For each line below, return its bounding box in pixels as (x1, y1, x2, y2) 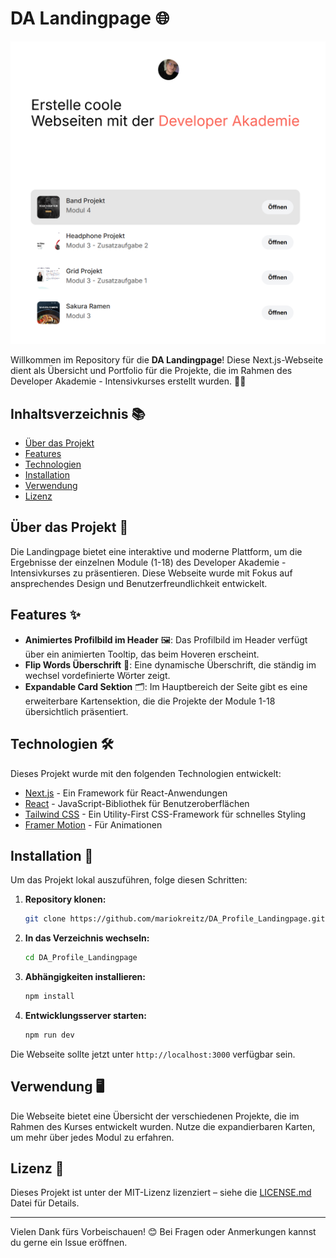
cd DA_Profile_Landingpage (24, 953, 138, 963)
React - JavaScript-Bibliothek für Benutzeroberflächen (24, 797, 250, 809)
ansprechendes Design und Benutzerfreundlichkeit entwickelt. (10, 577, 268, 589)
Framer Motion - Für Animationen (24, 818, 163, 831)
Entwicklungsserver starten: (24, 1009, 147, 1021)
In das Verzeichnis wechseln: (24, 932, 150, 944)
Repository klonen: (24, 893, 107, 906)
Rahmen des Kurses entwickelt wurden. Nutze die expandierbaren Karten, (10, 1120, 316, 1132)
